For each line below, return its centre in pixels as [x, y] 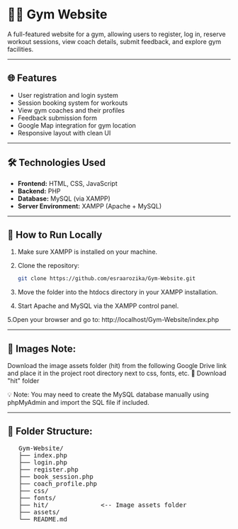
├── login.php [43, 462]
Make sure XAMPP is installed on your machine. [87, 252]
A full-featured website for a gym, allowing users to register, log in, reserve [117, 34]
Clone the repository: [49, 266]
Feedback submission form [57, 118]
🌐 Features [32, 78]
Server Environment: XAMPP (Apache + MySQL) [90, 206]
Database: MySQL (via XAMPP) [64, 199]
